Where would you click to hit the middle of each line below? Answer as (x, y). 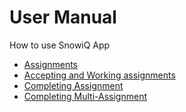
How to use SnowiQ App (60, 45)
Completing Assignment (73, 85)
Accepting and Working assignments (99, 75)
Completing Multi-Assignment (85, 96)
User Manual (63, 17)
